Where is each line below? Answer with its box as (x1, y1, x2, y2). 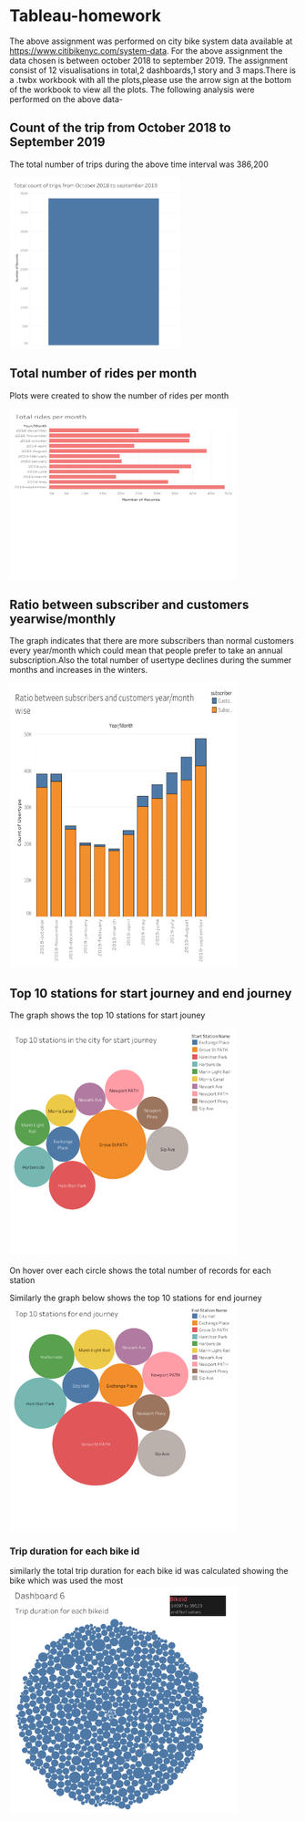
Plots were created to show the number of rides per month (9, 389, 229, 401)
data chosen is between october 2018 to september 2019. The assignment (9, 55, 289, 66)
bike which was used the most (9, 1575, 124, 1587)
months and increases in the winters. (9, 665, 148, 676)
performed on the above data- (9, 93, 124, 105)
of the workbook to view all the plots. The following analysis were (9, 84, 255, 95)
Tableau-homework (9, 5, 161, 26)
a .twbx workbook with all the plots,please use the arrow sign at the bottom (9, 74, 291, 85)
